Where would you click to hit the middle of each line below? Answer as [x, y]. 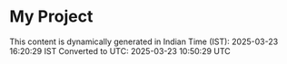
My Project [51, 17]
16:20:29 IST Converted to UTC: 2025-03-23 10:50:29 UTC [120, 50]
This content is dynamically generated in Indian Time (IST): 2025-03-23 [144, 41]
